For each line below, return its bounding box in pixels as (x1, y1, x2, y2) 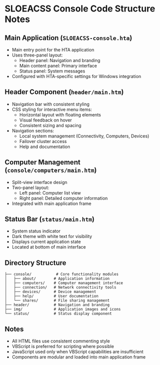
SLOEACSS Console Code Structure (4, 3, 156, 14)
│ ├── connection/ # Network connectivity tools (4, 285, 117, 290)
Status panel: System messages (19, 68, 85, 74)
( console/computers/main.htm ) (4, 166, 97, 174)
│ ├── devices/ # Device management (4, 289, 97, 294)
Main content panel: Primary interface (19, 63, 98, 68)
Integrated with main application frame (11, 200, 92, 206)
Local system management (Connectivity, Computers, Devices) (19, 133, 150, 139)
